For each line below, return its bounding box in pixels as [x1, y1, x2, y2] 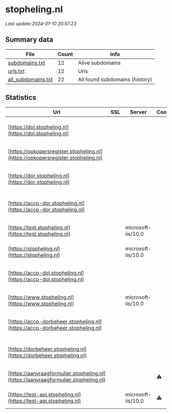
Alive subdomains [78, 59, 121, 66]
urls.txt [8, 68, 25, 75]
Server [130, 108, 147, 116]
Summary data [5, 35, 54, 44]
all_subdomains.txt [8, 76, 53, 83]
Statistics [5, 93, 37, 102]
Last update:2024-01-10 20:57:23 [5, 20, 77, 27]
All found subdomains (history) [78, 76, 153, 83]
